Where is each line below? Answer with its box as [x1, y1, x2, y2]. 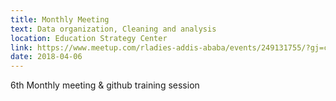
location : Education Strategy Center [10, 33, 168, 43]
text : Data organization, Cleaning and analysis [10, 24, 217, 34]
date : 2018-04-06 [10, 52, 83, 62]
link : [10, 42, 33, 53]
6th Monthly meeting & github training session [10, 79, 200, 91]
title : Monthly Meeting [10, 14, 110, 25]
